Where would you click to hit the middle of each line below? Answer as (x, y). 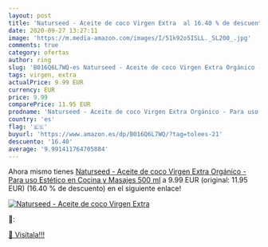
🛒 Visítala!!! (27, 235)
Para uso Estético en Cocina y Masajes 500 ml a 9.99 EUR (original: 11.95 (128, 180)
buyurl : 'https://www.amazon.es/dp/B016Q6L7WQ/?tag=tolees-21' (116, 134)
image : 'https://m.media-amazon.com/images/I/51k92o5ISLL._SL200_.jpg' (130, 38)
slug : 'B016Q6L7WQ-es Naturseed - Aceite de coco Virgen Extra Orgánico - (135, 68)
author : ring (30, 61)
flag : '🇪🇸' (28, 127)
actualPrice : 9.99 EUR (46, 82)
